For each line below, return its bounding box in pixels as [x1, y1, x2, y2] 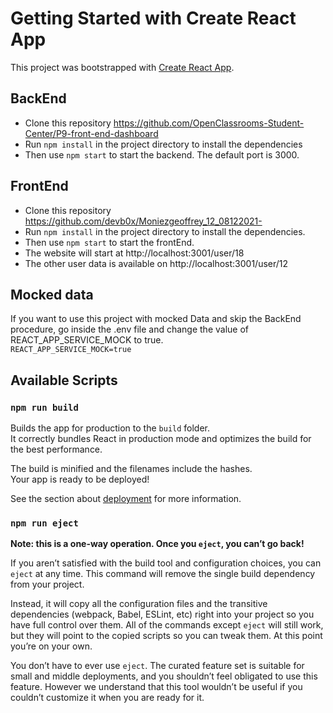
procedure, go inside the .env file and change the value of [10, 323, 250, 336]
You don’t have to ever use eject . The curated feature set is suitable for [10, 660, 305, 672]
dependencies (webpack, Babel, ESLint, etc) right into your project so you [10, 608, 315, 621]
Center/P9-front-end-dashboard [24, 127, 159, 139]
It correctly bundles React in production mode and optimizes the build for [10, 433, 312, 445]
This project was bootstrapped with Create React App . [10, 61, 235, 73]
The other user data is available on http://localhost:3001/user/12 [24, 257, 289, 269]
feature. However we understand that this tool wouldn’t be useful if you [10, 681, 303, 693]
